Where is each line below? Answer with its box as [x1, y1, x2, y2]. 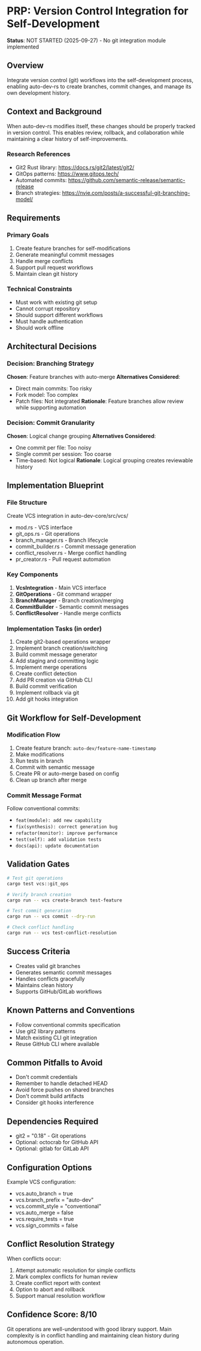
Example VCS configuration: [7, 1178, 77, 1185]
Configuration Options [7, 1162, 92, 1172]
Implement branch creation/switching [15, 644, 108, 652]
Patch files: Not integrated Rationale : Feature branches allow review [15, 397, 184, 405]
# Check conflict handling [7, 924, 74, 930]
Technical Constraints [7, 285, 72, 293]
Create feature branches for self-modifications [15, 245, 131, 252]
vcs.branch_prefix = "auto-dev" [15, 1196, 94, 1203]
